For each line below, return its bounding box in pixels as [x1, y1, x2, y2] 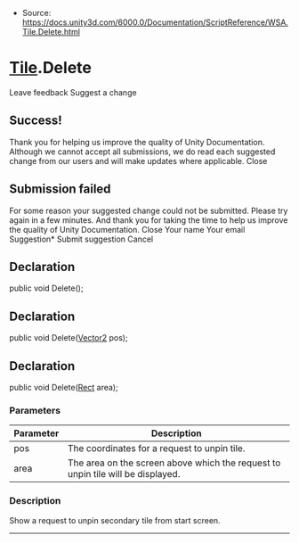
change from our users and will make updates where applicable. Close [9, 155, 268, 166]
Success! [9, 113, 62, 128]
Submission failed [9, 182, 111, 197]
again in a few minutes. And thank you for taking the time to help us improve [9, 214, 288, 226]
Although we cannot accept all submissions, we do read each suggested [9, 146, 276, 157]
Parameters [9, 404, 61, 416]
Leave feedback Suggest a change [9, 86, 137, 97]
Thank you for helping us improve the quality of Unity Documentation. [9, 136, 265, 147]
